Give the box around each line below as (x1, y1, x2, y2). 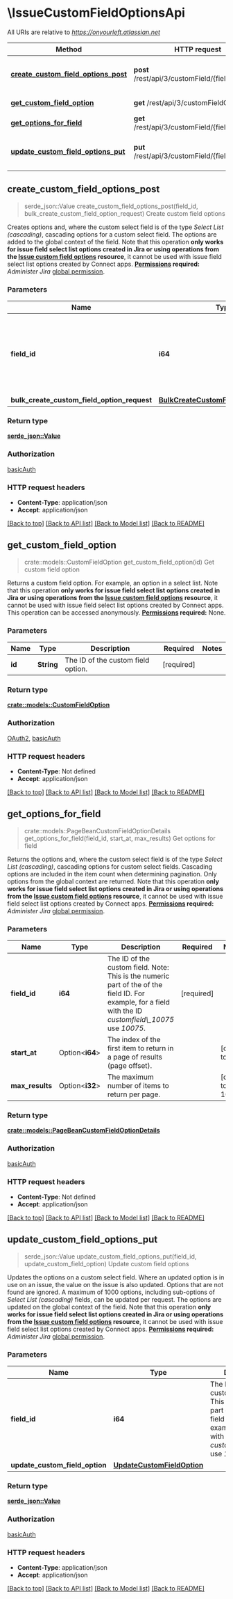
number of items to (107, 1081, 170, 1091)
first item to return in (107, 1043, 174, 1053)
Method (55, 44, 83, 54)
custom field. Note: (107, 963, 169, 972)
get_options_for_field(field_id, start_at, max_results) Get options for (24, 834, 216, 842)
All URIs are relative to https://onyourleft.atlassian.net (7, 28, 161, 36)
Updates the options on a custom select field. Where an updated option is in (7, 1273, 225, 1282)
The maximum (107, 1072, 154, 1082)
